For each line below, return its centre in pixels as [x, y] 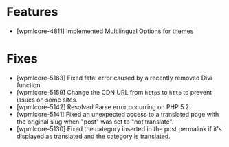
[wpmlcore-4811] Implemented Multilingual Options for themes [105, 31]
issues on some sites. [47, 100]
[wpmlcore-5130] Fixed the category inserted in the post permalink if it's [119, 128]
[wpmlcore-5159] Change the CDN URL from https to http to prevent [114, 92]
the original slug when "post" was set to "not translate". [95, 122]
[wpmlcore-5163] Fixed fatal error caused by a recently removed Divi [114, 78]
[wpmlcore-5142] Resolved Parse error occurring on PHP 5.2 [103, 106]
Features [32, 12]
